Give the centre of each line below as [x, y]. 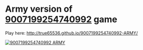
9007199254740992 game [61, 19]
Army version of [39, 9]
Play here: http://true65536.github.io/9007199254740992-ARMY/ [71, 33]
